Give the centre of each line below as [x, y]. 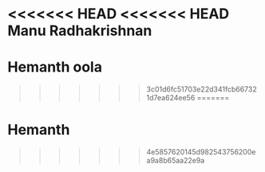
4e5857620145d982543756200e [201, 152]
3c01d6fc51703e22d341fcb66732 [202, 89]
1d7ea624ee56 [171, 98]
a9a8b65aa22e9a [176, 161]
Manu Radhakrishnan [80, 31]
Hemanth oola [55, 67]
